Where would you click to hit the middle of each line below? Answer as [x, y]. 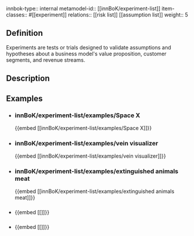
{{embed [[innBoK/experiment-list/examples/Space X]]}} [83, 128]
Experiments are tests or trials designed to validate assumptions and [89, 47]
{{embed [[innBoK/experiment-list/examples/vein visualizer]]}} [90, 156]
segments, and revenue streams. [46, 60]
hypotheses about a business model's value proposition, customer [86, 54]
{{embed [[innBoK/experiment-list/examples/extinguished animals [94, 191]
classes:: [17, 15]
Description [28, 79]
